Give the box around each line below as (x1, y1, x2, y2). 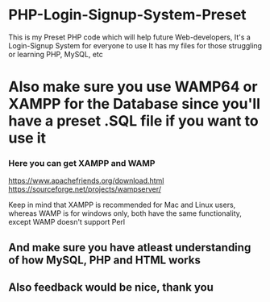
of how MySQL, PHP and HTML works (8, 253, 201, 267)
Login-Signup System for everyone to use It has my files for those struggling (8, 40, 263, 50)
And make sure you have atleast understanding (8, 240, 251, 254)
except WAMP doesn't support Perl (8, 217, 126, 227)
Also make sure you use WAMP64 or (8, 78, 258, 96)
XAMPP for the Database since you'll (8, 95, 260, 114)
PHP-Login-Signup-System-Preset (8, 6, 247, 24)
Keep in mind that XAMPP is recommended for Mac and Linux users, (8, 200, 236, 210)
